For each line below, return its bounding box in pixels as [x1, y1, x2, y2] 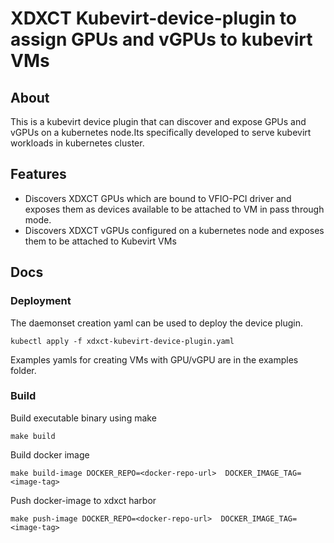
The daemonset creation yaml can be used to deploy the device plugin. [10, 317, 303, 329]
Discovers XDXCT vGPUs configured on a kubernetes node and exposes [24, 224, 325, 236]
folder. [10, 364, 37, 376]
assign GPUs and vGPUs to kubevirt [10, 28, 313, 51]
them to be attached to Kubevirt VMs [24, 235, 177, 247]
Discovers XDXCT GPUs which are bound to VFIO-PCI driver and [24, 192, 292, 204]
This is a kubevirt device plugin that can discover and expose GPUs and [10, 116, 307, 127]
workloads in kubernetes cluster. [10, 137, 145, 149]
